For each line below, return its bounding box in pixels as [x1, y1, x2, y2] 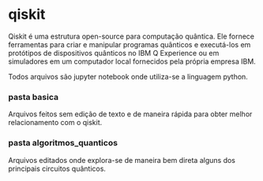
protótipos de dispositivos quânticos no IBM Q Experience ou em [8, 48, 220, 57]
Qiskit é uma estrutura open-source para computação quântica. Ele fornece [8, 31, 255, 41]
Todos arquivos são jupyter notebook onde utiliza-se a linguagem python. [8, 72, 249, 81]
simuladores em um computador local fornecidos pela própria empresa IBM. [8, 57, 257, 66]
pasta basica [8, 91, 59, 102]
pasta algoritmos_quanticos [8, 138, 118, 149]
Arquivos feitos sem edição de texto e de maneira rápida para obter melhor [8, 109, 253, 119]
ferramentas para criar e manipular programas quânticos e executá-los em [8, 39, 251, 49]
